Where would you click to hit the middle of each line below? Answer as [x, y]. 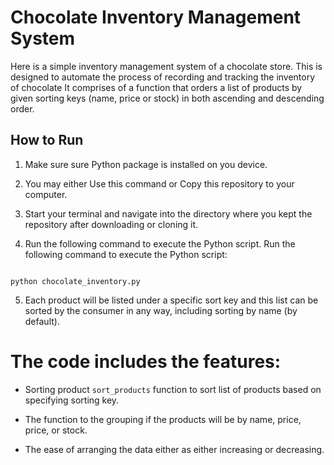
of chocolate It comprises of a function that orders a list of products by [156, 87]
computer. [46, 194]
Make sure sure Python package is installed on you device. [146, 164]
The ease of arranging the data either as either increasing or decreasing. [174, 449]
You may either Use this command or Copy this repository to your [159, 183]
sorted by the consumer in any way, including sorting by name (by [161, 310]
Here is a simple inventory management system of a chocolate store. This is [166, 66]
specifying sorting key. [72, 400]
